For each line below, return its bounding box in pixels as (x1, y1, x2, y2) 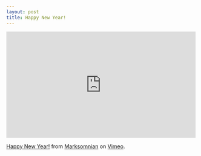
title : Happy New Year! (6, 15, 67, 21)
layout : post (6, 8, 39, 15)
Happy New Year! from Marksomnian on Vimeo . (6, 143, 125, 150)
